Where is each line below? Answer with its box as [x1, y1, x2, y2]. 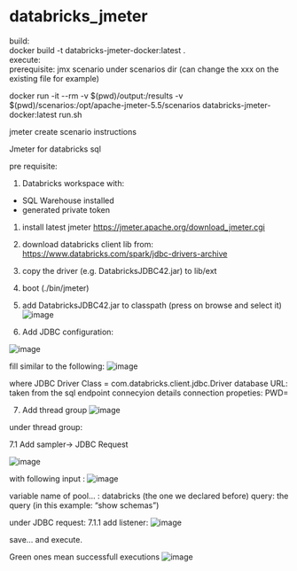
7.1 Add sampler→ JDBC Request [9, 439, 129, 450]
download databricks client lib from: [21, 239, 153, 249]
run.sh [59, 109, 82, 120]
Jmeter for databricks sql [9, 144, 102, 154]
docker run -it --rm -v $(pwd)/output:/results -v [9, 90, 184, 101]
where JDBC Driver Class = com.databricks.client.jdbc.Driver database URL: [9, 378, 288, 388]
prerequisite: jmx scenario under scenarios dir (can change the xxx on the [9, 64, 279, 74]
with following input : [9, 473, 86, 484]
